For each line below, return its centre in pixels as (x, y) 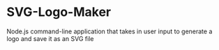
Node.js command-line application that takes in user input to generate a (109, 31)
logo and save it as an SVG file (50, 38)
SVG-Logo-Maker (59, 12)
